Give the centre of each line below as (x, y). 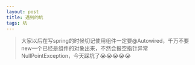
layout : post (23, 12)
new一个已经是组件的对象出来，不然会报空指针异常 (85, 48)
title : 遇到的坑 (25, 17)
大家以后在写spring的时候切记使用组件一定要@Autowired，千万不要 (105, 41)
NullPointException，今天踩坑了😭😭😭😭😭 (76, 56)
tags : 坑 (17, 23)
